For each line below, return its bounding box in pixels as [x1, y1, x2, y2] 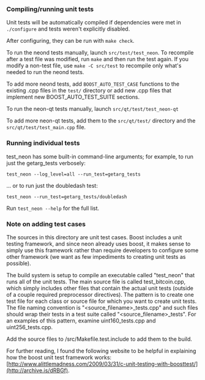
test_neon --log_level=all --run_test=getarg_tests [6, 171, 141, 177]
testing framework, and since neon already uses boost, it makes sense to [6, 240, 191, 247]
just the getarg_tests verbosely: [6, 159, 86, 166]
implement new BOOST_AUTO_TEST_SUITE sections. [6, 94, 140, 101]
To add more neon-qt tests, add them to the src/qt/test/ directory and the [6, 117, 196, 124]
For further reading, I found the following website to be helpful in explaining [6, 347, 196, 354]
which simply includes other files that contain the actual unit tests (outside [6, 284, 194, 292]
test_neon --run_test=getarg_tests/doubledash [6, 193, 127, 200]
